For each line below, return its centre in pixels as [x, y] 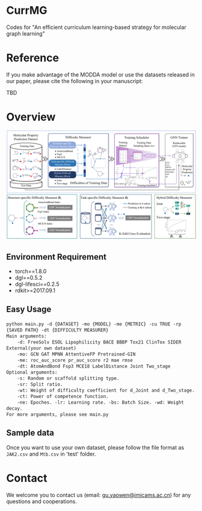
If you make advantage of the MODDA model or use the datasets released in [101, 74]
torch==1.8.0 [31, 271]
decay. [14, 408]
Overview [31, 117]
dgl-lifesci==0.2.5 [37, 284]
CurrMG [27, 11]
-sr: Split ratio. [40, 384]
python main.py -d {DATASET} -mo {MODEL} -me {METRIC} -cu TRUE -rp [94, 324]
